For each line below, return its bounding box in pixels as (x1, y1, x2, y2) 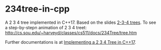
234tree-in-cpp (5, 3, 70, 15)
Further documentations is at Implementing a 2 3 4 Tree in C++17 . (5, 39, 136, 45)
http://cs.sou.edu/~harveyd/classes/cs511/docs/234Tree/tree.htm (5, 30, 137, 35)
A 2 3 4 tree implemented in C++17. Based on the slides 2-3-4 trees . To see (5, 19, 157, 25)
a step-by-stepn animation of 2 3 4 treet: (5, 24, 87, 30)
